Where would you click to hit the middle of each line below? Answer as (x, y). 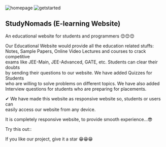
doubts (13, 67)
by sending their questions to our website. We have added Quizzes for (79, 72)
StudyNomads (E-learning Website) (63, 24)
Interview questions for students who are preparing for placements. (76, 89)
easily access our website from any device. (51, 109)
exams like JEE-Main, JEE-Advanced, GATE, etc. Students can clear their (82, 62)
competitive (18, 56)
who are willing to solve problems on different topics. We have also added (82, 83)
